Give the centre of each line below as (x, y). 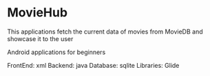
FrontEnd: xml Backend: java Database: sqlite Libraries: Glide (93, 65)
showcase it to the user (40, 38)
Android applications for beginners (56, 52)
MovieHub (37, 13)
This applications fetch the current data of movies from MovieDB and (105, 31)
